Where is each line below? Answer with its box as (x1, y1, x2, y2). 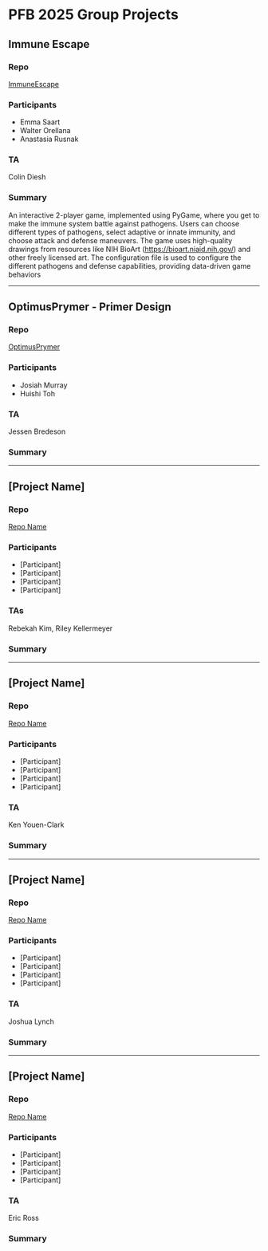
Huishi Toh (19, 388, 56, 398)
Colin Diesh (8, 172, 46, 182)
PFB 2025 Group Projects (8, 6, 179, 24)
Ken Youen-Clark (8, 820, 65, 830)
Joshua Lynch (8, 1017, 54, 1026)
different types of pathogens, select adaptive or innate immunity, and (8, 227, 235, 237)
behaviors (8, 269, 41, 279)
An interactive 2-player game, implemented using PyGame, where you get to (8, 210, 260, 220)
